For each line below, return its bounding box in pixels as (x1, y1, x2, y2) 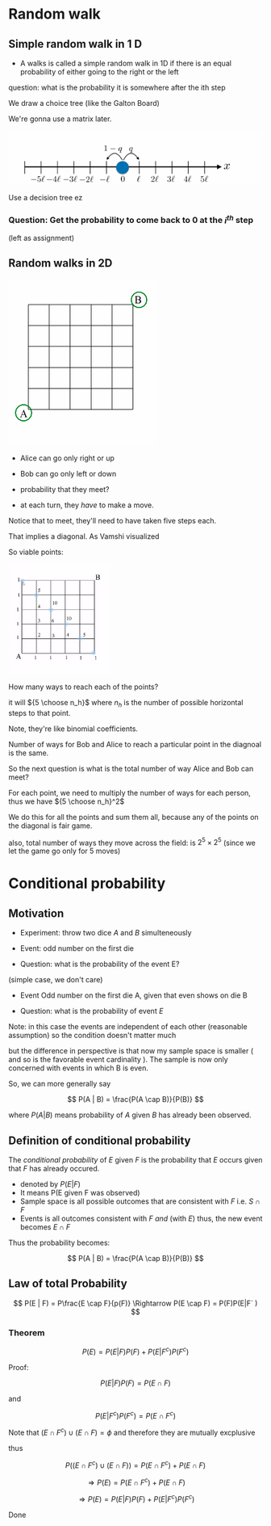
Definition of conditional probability (8, 1133, 191, 1147)
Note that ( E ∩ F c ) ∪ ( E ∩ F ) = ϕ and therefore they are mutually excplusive (8, 1427, 256, 1438)
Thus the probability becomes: (8, 1238, 110, 1248)
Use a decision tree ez (8, 193, 83, 203)
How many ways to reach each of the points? (8, 682, 159, 692)
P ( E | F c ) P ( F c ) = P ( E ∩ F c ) (95, 1409, 176, 1420)
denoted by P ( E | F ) (19, 1179, 81, 1189)
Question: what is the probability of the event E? (19, 959, 180, 969)
